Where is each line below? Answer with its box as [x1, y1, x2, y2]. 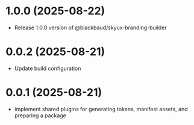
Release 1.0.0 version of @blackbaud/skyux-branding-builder [14, 24, 167, 31]
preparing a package [14, 112, 67, 119]
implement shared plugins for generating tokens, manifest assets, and [14, 105, 188, 112]
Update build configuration [14, 65, 81, 72]
